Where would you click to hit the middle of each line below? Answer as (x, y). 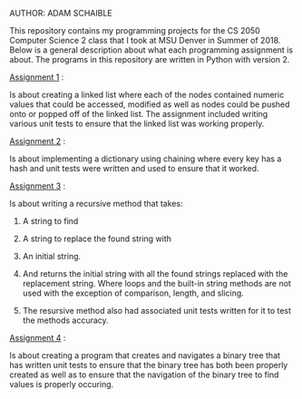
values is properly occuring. (62, 384)
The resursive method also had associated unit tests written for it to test (157, 311)
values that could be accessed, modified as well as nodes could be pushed (150, 104)
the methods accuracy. (65, 320)
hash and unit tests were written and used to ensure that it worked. (135, 168)
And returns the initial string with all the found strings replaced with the (155, 274)
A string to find (50, 221)
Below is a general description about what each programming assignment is (151, 50)
